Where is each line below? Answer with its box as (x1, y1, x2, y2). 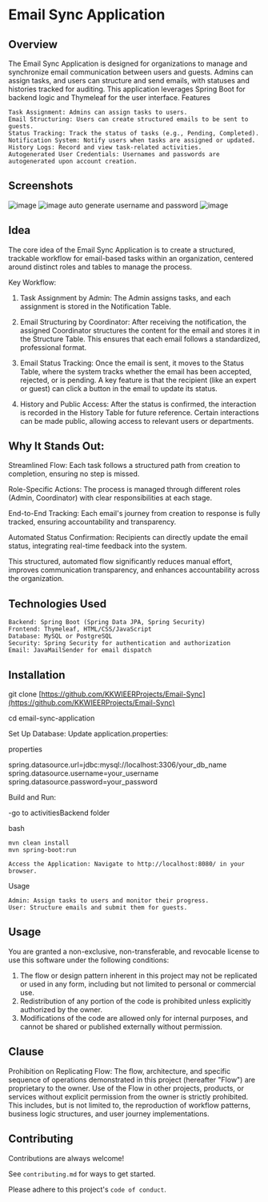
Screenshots (8, 179, 74, 193)
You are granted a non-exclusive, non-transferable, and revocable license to (8, 946, 260, 956)
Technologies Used (8, 597, 106, 611)
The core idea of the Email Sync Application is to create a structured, (8, 244, 236, 254)
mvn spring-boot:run (8, 846, 78, 854)
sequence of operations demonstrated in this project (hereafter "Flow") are (8, 1075, 256, 1084)
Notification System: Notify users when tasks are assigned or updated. (8, 136, 256, 144)
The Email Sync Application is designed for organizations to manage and (8, 58, 248, 68)
